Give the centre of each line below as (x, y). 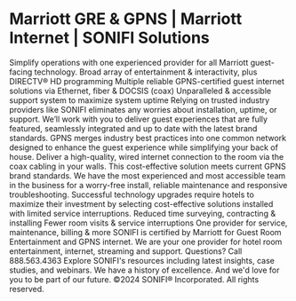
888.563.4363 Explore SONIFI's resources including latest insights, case (142, 260)
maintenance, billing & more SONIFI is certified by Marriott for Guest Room (145, 232)
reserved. (27, 289)
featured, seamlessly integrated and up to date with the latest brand (133, 128)
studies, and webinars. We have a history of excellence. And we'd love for (144, 270)
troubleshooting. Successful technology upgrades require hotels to (132, 194)
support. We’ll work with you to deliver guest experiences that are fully (139, 119)
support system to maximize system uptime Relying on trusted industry (140, 100)
